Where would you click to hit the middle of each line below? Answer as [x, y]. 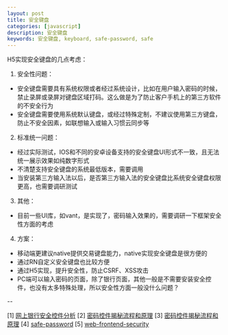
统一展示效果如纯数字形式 [53, 161]
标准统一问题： [38, 137]
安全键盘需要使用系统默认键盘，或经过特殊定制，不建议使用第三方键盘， [119, 115]
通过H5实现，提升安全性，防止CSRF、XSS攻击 [83, 270]
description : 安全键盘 [37, 33]
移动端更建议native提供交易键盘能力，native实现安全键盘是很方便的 [112, 253]
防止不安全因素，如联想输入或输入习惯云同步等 [83, 123]
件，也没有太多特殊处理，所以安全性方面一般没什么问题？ [98, 288]
